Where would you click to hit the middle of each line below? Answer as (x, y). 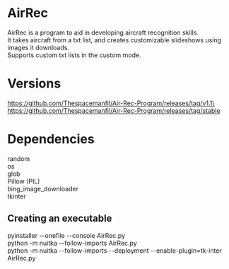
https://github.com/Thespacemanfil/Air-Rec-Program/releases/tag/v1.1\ (111, 103)
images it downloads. (38, 47)
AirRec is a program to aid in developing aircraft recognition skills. (103, 32)
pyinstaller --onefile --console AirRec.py (66, 235)
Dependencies (51, 139)
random (19, 159)
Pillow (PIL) (24, 181)
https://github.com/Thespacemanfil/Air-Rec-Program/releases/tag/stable (114, 110)
